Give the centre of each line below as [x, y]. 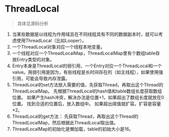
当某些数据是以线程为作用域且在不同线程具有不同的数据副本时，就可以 [85, 34]
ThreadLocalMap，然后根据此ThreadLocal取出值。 [65, 122]
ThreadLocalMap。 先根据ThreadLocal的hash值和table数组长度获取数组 [87, 91]
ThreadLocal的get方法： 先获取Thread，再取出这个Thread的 [75, 116]
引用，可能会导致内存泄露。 [41, 78]
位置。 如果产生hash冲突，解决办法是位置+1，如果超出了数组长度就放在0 [88, 97]
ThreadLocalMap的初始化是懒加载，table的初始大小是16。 [73, 129]
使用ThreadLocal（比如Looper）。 [52, 40]
